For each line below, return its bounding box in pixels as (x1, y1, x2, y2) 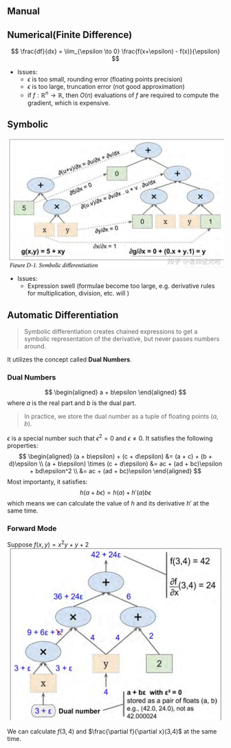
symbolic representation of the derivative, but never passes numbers (23, 335, 220, 343)
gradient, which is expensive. (27, 98, 111, 107)
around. (23, 342, 47, 351)
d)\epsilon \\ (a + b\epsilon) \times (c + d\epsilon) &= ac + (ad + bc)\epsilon (8, 459, 223, 468)
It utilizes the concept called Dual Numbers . (7, 355, 132, 364)
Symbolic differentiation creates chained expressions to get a (23, 327, 198, 336)
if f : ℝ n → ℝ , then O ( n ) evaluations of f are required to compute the (27, 90, 219, 99)
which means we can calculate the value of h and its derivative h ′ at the (7, 499, 210, 508)
